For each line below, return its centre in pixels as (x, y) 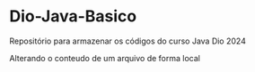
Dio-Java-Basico (73, 16)
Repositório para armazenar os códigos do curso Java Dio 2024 (128, 41)
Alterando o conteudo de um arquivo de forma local (105, 58)
